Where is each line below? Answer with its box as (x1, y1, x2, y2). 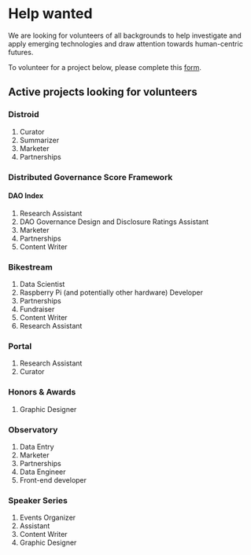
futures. (8, 47, 34, 57)
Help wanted (8, 5, 93, 23)
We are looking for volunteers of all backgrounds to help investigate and (8, 31, 242, 40)
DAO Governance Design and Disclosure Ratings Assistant (19, 217, 209, 226)
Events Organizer (19, 513, 76, 523)
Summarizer (19, 135, 60, 145)
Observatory (8, 424, 58, 435)
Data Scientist (19, 280, 65, 289)
